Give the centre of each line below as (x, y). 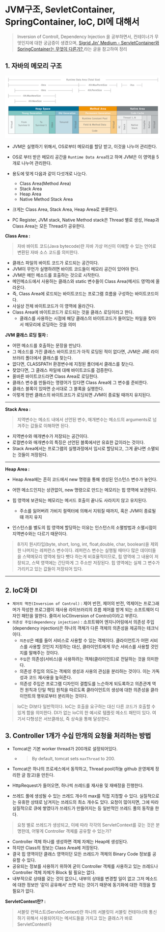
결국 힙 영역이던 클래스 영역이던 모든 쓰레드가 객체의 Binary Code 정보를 (82, 854)
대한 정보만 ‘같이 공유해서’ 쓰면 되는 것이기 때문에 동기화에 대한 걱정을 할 (87, 885)
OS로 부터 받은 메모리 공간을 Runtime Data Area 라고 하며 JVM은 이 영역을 (84, 157)
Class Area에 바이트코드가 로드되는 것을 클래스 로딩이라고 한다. (73, 312)
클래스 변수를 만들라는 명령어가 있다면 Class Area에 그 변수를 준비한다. (80, 383)
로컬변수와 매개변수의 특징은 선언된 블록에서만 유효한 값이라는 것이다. (78, 442)
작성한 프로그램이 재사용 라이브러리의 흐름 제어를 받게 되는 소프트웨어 (88, 609)
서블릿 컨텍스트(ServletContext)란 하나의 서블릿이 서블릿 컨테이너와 (82, 912)
